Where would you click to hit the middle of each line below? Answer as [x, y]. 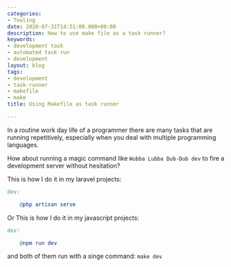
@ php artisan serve [48, 204]
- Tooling [22, 20]
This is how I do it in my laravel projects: [65, 179]
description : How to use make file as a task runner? [87, 33]
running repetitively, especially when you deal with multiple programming [112, 137]
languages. [23, 145]
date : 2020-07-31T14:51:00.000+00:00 [62, 26]
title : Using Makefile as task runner [63, 104]
